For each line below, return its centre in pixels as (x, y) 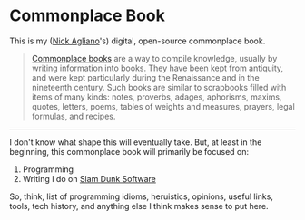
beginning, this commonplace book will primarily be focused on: (129, 151)
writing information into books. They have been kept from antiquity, (157, 68)
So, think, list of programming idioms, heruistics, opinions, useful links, (142, 196)
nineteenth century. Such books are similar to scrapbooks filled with (159, 87)
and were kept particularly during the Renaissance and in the (146, 77)
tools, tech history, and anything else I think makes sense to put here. (139, 206)
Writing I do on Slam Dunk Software (89, 178)
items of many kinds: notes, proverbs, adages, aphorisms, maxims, (157, 97)
